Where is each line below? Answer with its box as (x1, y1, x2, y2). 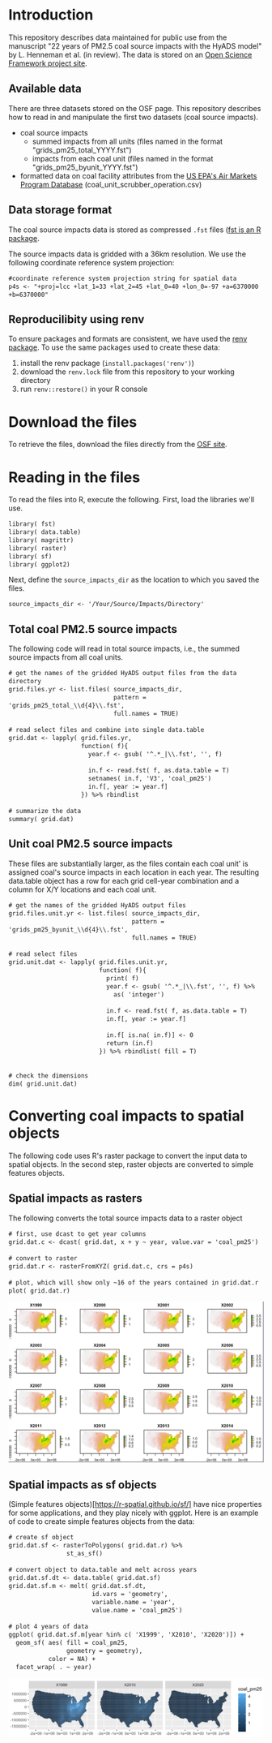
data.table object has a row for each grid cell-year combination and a (8, 876, 240, 885)
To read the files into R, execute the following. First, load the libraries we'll (8, 495, 255, 505)
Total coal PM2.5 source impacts (8, 622, 178, 636)
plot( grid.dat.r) (8, 1286, 70, 1295)
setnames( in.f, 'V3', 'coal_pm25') (87, 775, 212, 783)
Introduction (8, 6, 94, 24)
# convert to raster (8, 1254, 79, 1263)
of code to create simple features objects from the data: (8, 1517, 195, 1526)
